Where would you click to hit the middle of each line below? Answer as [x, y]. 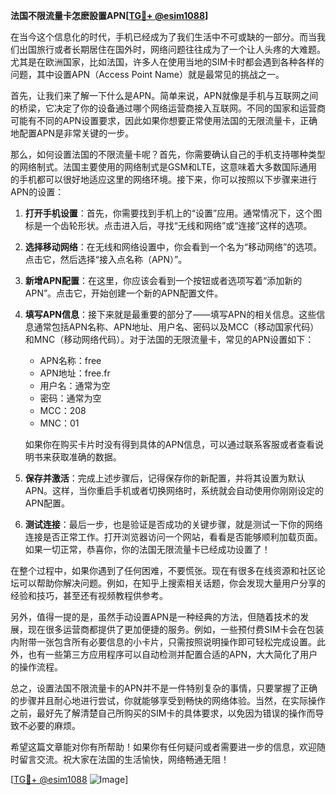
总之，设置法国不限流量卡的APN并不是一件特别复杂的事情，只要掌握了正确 [164, 688]
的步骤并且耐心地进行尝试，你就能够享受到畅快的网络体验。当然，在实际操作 [168, 700]
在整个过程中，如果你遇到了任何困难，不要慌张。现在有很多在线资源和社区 [163, 570]
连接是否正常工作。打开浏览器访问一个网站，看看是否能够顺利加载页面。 [173, 537]
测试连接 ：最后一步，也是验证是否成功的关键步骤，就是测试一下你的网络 [173, 524]
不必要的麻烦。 [49, 725]
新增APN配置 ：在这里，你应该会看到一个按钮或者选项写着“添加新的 [163, 280]
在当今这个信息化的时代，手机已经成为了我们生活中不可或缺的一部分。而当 [163, 37]
